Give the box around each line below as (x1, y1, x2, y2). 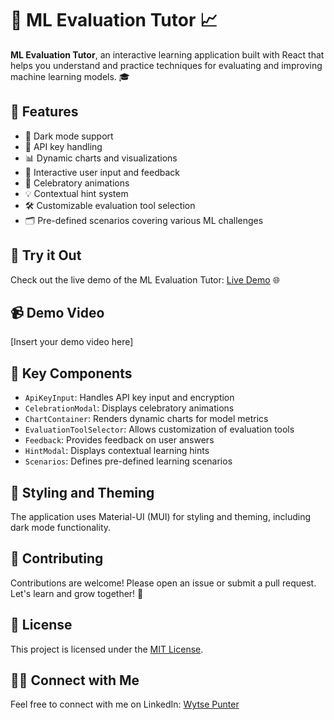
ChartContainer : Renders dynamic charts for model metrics (24, 413, 269, 425)
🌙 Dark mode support (24, 130, 114, 142)
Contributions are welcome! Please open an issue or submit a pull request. (10, 577, 317, 589)
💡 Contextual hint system (24, 187, 129, 199)
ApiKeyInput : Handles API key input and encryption (24, 392, 235, 404)
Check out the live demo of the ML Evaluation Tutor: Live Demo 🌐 (10, 273, 280, 286)
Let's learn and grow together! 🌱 (10, 587, 144, 599)
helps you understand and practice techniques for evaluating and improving (10, 59, 323, 71)
